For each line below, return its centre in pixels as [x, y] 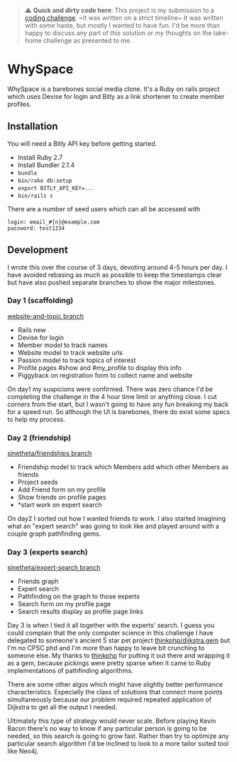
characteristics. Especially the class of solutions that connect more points [115, 692]
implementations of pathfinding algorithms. [70, 671]
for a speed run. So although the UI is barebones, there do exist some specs [119, 411]
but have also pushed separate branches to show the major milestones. [112, 282]
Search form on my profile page [64, 604]
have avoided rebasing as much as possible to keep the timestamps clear [115, 275]
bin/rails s [35, 196]
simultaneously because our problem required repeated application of [110, 699]
